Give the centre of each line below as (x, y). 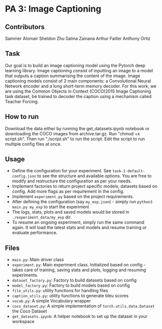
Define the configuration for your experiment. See (62, 171)
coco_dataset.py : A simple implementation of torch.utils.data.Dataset (83, 306)
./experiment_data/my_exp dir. (42, 217)
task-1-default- (129, 171)
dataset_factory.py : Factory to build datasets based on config (74, 280)
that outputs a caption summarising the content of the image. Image (73, 76)
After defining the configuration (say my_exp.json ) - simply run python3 (82, 202)
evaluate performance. (35, 233)
